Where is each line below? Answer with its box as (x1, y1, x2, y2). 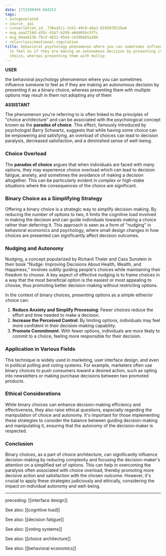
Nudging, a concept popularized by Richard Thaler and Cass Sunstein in (5, 256, 152, 262)
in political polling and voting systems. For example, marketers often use (5, 362, 152, 368)
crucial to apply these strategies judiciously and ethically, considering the (5, 478, 155, 484)
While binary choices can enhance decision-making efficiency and (5, 401, 141, 407)
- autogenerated (5, 16, 39, 21)
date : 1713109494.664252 (5, 7, 56, 12)
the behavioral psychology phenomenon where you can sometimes (5, 76, 142, 82)
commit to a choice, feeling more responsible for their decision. (12, 333, 142, 339)
